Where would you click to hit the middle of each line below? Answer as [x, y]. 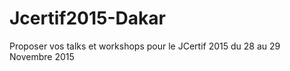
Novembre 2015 [42, 56]
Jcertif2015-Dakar [87, 18]
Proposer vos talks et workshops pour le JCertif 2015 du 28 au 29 [145, 46]
